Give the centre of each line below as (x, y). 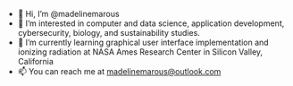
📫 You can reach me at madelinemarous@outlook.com (119, 71)
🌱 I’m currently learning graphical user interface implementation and (143, 42)
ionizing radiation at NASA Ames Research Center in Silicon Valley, (140, 52)
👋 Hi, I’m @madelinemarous (68, 14)
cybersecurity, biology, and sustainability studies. (109, 33)
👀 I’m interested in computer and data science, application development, (151, 23)
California (35, 61)
